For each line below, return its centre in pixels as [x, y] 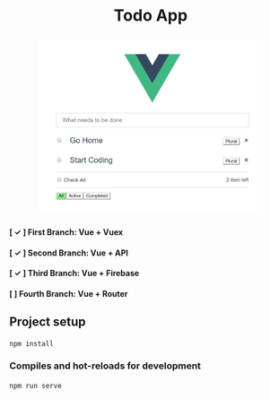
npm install [31, 343]
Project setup [48, 322]
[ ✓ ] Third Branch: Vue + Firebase [74, 273]
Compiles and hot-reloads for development [105, 366]
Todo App [151, 16]
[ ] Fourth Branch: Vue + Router [69, 293]
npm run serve [36, 386]
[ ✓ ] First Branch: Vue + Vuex [66, 232]
